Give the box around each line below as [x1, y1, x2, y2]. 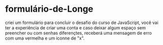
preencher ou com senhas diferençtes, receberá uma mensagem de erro [5, 30, 152, 36]
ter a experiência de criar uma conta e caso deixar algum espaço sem [5, 24, 146, 30]
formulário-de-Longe [5, 3, 93, 15]
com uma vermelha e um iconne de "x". [5, 35, 85, 41]
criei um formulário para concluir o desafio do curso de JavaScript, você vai [5, 20, 159, 25]
